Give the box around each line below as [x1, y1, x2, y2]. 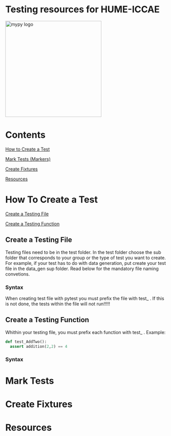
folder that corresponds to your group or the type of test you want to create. [5, 255, 166, 261]
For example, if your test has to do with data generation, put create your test [5, 260, 166, 266]
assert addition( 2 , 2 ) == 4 [10, 344, 68, 349]
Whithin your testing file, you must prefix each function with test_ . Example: [5, 329, 166, 335]
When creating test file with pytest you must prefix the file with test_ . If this [5, 295, 165, 301]
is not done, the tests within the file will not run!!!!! [5, 301, 111, 307]
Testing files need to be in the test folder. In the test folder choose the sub [5, 249, 161, 255]
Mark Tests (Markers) [5, 156, 51, 162]
